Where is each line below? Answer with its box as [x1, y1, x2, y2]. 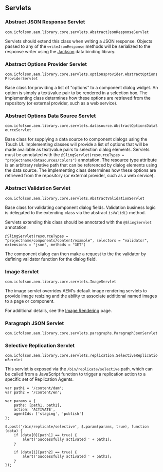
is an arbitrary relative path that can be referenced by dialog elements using [5, 162, 157, 168]
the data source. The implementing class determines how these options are [5, 167, 157, 173]
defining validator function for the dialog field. [5, 256, 97, 262]
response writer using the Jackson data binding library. [5, 48, 116, 54]
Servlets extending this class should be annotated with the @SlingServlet [5, 219, 152, 225]
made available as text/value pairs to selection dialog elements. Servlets [5, 146, 150, 153]
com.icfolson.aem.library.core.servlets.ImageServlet [5, 279, 117, 284]
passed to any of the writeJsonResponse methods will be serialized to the [5, 43, 151, 49]
